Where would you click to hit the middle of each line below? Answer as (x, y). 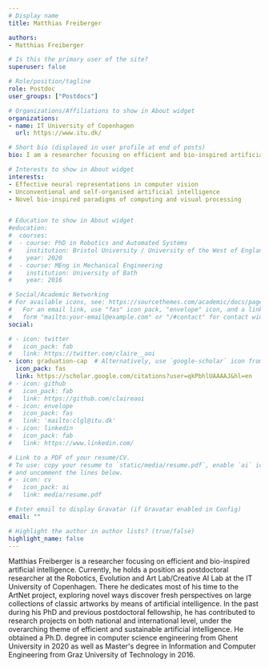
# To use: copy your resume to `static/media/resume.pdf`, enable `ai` (130, 465)
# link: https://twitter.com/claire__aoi (82, 354)
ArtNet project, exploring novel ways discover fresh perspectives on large (130, 595)
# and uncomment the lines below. (66, 472)
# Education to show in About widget (71, 221)
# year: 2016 (35, 280)
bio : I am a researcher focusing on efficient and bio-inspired (118, 155)
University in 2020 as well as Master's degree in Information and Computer (132, 646)
